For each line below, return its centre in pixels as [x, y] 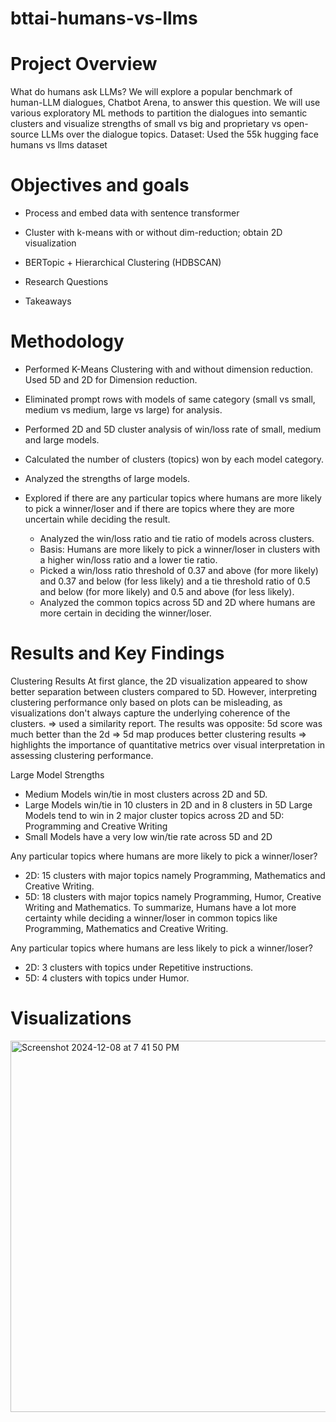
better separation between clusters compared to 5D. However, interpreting [164, 691]
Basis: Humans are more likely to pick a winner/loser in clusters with [180, 549]
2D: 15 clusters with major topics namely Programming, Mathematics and [175, 875]
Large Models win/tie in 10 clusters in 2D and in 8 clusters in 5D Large [168, 804]
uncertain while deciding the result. [97, 519]
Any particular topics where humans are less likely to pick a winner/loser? [161, 948]
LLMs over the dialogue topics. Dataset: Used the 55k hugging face [180, 134]
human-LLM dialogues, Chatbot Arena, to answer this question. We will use [165, 103]
